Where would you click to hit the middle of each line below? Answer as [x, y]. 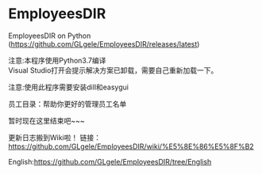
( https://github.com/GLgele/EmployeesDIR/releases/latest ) [104, 43]
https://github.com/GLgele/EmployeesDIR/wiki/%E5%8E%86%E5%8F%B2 [131, 146]
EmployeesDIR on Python [50, 36]
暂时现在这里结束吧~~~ [46, 120]
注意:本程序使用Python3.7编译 [57, 60]
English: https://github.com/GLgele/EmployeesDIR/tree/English [110, 161]
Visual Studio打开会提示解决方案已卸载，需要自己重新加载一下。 [113, 70]
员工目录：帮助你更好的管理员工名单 [67, 104]
